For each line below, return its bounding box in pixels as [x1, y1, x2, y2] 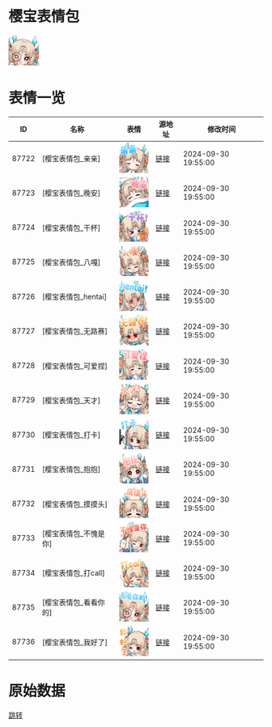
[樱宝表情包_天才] [41, 395, 101, 405]
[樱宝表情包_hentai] [41, 292, 108, 302]
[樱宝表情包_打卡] [41, 430, 101, 440]
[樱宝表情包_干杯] [41, 223, 101, 232]
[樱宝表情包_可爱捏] [41, 361, 108, 371]
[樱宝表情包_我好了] [41, 637, 108, 647]
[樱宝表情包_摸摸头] [41, 499, 108, 508]
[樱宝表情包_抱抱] [41, 465, 101, 474]
